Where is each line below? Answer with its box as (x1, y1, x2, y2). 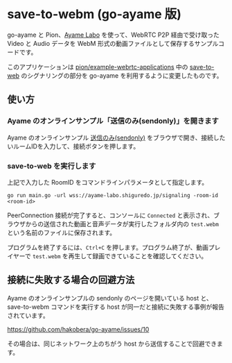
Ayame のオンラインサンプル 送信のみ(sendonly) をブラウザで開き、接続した (7, 133, 226, 142)
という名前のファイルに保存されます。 (7, 228, 116, 237)
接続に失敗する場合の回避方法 (7, 274, 135, 286)
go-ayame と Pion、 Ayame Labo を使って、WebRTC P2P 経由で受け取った (7, 31, 220, 39)
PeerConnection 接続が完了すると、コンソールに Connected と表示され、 (7, 211, 214, 219)
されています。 (7, 311, 50, 319)
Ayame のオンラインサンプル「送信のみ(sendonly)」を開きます (7, 116, 220, 126)
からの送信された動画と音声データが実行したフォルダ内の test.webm (25, 219, 220, 228)
